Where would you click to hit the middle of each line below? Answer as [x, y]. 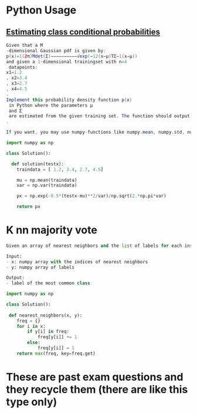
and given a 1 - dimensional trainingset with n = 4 [67, 62]
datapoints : [23, 67]
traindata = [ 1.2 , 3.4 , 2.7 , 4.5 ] [60, 169]
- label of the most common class [48, 283]
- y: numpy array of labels [40, 267]
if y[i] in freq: [48, 332]
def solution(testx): [38, 164]
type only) [32, 402]
